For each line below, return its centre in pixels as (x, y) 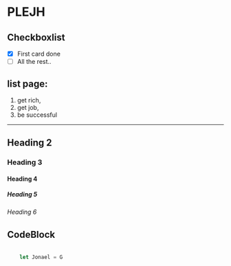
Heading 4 (22, 179)
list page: (27, 84)
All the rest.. (34, 62)
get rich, (29, 100)
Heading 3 (25, 162)
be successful (37, 115)
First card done (38, 54)
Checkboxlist (36, 37)
